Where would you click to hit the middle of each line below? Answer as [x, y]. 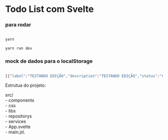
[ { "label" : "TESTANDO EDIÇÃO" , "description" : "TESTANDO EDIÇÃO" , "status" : [82, 76]
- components [20, 100]
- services [16, 122]
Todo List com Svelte [49, 9]
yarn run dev [19, 48]
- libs [10, 111]
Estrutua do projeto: [25, 85]
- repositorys [18, 116]
